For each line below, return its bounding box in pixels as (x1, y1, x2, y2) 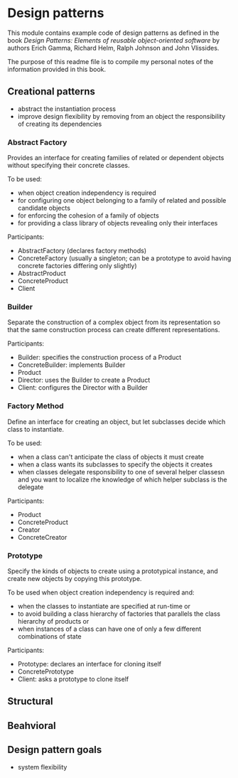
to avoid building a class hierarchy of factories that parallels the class (17, 609, 221, 618)
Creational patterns (7, 85, 96, 97)
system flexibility (17, 762, 67, 771)
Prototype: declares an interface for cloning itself (17, 659, 162, 668)
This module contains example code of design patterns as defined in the (7, 28, 220, 37)
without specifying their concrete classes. (7, 161, 130, 170)
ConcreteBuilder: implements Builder (17, 361, 126, 369)
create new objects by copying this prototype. (7, 574, 142, 582)
